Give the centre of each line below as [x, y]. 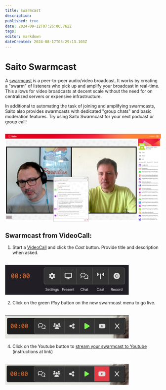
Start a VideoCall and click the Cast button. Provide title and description [85, 247]
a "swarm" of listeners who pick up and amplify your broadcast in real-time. [82, 86]
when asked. [25, 253]
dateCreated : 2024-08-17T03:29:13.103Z [46, 42]
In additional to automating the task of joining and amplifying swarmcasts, [80, 106]
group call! [16, 122]
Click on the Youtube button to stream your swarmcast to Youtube [80, 346]
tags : [11, 31]
